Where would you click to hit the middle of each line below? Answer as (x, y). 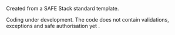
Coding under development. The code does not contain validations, (87, 20)
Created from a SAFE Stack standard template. (63, 8)
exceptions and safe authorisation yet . (53, 26)
